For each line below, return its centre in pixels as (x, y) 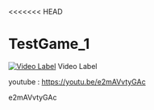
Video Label (77, 66)
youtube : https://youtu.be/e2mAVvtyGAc (77, 81)
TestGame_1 (49, 44)
